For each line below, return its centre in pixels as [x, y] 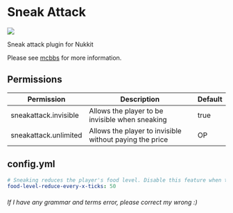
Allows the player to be [126, 110]
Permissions [35, 79]
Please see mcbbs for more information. [64, 58]
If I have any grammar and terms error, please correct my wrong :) [102, 202]
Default [210, 99]
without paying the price [129, 139]
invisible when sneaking [128, 119]
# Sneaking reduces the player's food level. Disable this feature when [114, 180]
